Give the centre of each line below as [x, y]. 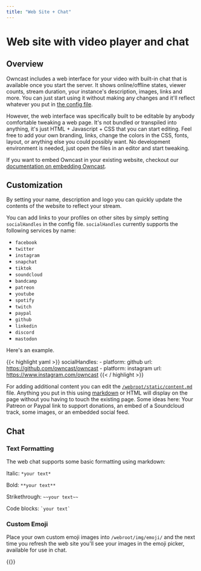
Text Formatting [30, 448]
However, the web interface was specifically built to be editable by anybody [101, 116]
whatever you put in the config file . [49, 104]
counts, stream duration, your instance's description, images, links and [94, 91]
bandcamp [26, 282]
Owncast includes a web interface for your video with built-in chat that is [97, 79]
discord [24, 333]
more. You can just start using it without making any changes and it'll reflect [101, 98]
